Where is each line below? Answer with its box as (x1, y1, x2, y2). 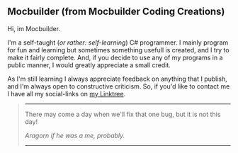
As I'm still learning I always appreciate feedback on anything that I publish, (7, 74, 228, 83)
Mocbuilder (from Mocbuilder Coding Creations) (7, 6, 225, 18)
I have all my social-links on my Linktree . (7, 89, 126, 98)
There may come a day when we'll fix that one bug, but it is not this (24, 110, 221, 118)
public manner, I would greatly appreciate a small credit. (7, 60, 171, 69)
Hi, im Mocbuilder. (7, 24, 61, 33)
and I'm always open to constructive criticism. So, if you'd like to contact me (7, 81, 230, 91)
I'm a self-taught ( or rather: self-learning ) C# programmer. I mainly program (7, 38, 229, 47)
